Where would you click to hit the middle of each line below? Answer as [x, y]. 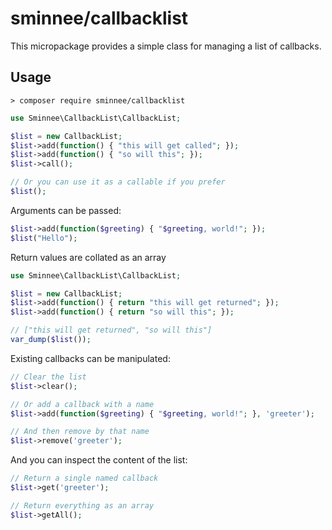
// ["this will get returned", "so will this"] [111, 330]
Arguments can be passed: [66, 210]
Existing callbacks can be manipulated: [90, 358]
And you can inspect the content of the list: [99, 460]
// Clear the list [48, 377]
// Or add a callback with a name [82, 404]
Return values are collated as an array [88, 257]
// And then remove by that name [80, 432]
